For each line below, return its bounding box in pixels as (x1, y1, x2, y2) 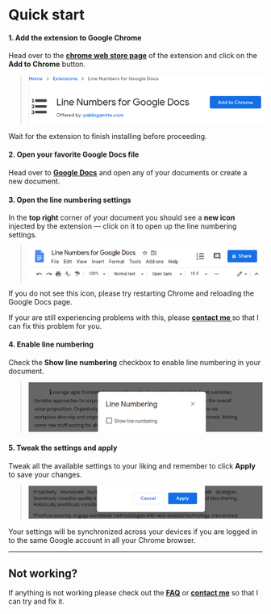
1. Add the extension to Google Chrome (8, 32, 142, 42)
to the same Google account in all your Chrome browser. (8, 536, 196, 545)
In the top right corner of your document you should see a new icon (8, 212, 236, 223)
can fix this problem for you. (8, 321, 102, 330)
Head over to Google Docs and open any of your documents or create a (8, 168, 248, 178)
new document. (8, 176, 60, 187)
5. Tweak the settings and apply (8, 443, 118, 452)
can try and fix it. (8, 596, 65, 607)
